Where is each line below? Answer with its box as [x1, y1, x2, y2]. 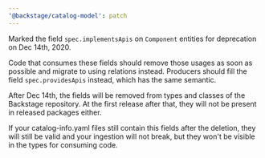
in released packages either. [8, 107, 102, 117]
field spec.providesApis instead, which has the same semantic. [8, 75, 217, 84]
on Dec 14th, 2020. [8, 42, 71, 52]
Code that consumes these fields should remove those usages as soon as [8, 58, 253, 67]
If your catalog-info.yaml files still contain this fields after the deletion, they [8, 123, 256, 132]
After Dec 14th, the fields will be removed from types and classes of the [8, 90, 246, 100]
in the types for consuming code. [8, 140, 118, 149]
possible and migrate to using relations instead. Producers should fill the [8, 66, 247, 76]
